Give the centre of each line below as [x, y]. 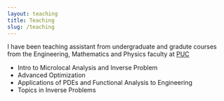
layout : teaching [33, 14]
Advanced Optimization [51, 75]
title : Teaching [31, 20]
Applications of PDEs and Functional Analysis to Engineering [105, 83]
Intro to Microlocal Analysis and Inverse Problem [87, 68]
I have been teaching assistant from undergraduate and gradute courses [112, 47]
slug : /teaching [31, 27]
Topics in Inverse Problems [57, 90]
